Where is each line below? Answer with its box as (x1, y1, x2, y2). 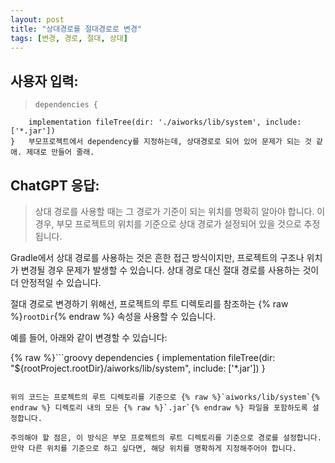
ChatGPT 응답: (10, 177, 100, 194)
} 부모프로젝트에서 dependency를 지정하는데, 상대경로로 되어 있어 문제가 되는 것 (10, 137, 312, 147)
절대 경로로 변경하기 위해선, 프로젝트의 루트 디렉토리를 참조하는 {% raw (10, 298, 289, 310)
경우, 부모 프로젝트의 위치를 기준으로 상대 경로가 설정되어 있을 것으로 (34, 218, 302, 230)
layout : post (10, 14, 65, 25)
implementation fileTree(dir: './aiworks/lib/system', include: (28, 117, 302, 128)
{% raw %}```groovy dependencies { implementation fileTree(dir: (10, 352, 276, 363)
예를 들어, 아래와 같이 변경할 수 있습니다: (10, 332, 168, 343)
